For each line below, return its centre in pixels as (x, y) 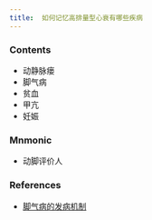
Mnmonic (31, 140)
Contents (30, 49)
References (35, 185)
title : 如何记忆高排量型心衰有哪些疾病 (76, 18)
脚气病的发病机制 (54, 206)
